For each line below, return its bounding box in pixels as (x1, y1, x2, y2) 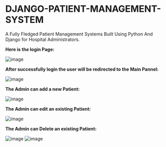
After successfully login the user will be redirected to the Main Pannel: (5, 66, 159, 72)
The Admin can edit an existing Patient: (5, 106, 91, 112)
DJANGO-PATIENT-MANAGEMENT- (5, 3, 161, 15)
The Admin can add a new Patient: (5, 86, 80, 92)
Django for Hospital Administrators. (5, 36, 80, 43)
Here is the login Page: (5, 46, 55, 52)
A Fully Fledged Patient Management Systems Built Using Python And (5, 31, 153, 37)
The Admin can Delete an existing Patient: (5, 125, 97, 132)
